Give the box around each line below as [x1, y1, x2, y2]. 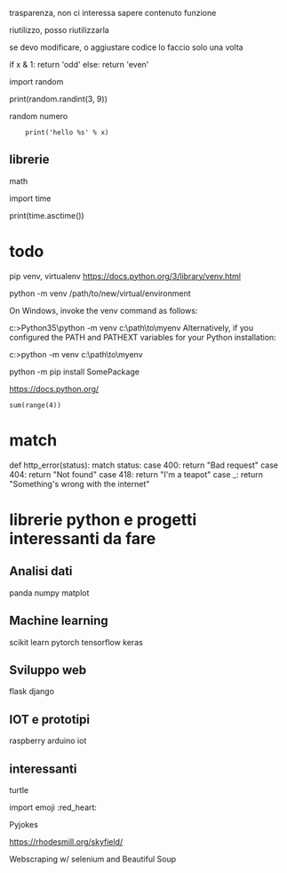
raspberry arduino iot [9, 735, 87, 746]
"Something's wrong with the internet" [9, 478, 150, 489]
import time [9, 193, 52, 204]
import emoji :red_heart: [9, 802, 98, 813]
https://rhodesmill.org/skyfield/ [9, 836, 124, 847]
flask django [9, 686, 55, 697]
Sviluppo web [9, 662, 87, 677]
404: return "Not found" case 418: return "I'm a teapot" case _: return [9, 469, 264, 479]
